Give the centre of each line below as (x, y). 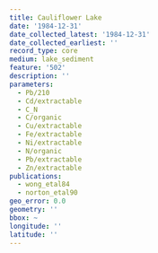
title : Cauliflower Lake (56, 17)
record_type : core (44, 51)
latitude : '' (34, 234)
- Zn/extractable (50, 168)
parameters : (31, 84)
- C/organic (40, 118)
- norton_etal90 (48, 193)
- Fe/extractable (50, 135)
